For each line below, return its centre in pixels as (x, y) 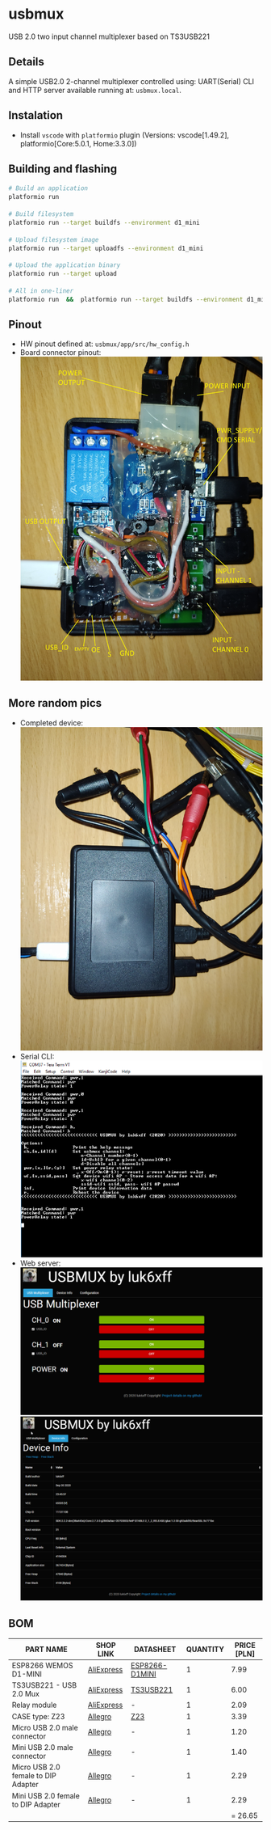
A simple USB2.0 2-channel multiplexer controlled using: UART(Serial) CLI (131, 81)
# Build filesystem (41, 214)
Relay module (34, 1705)
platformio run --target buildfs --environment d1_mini (104, 222)
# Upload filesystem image (54, 239)
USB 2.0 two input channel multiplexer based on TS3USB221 (109, 36)
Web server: (40, 1263)
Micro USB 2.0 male (45, 1727)
